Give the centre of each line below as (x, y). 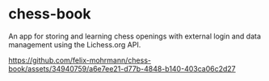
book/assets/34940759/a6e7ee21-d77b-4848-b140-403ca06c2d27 (122, 68)
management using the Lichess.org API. (75, 44)
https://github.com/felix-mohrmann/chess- (80, 60)
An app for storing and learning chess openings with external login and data (134, 36)
